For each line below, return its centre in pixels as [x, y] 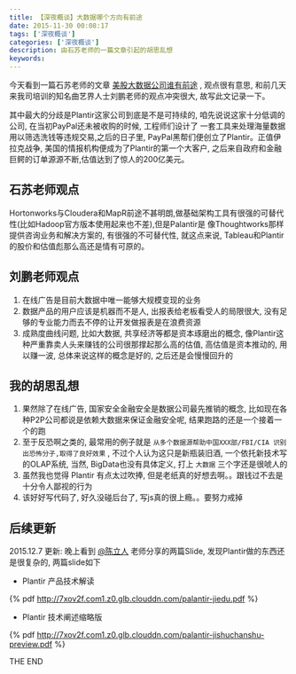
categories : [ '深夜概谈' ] [55, 42]
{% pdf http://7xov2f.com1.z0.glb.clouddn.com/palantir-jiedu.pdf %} [134, 599]
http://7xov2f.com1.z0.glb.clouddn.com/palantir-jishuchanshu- [151, 635]
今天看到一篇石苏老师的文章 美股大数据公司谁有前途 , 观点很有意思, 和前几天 [148, 85]
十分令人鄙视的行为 [57, 486]
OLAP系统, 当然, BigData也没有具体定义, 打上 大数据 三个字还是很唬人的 [159, 464]
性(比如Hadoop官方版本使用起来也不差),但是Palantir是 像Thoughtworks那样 [147, 223]
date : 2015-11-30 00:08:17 [59, 26]
